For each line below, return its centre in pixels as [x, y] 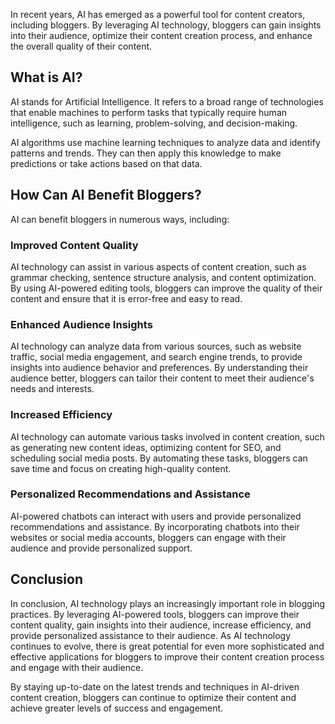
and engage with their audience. [77, 667]
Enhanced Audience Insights [81, 324]
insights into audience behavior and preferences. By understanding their [159, 368]
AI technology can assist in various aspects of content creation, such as [158, 266]
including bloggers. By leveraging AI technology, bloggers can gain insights [166, 25]
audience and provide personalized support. [101, 548]
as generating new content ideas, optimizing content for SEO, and [146, 447]
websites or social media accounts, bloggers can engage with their [148, 537]
